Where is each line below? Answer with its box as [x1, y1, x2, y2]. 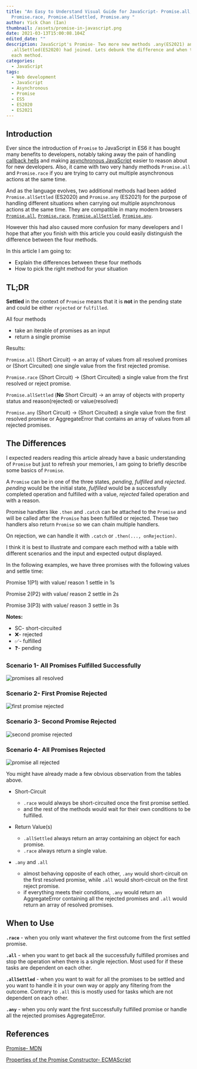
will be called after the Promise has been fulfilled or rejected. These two [6, 514, 179, 522]
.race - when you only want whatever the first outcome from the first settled [6, 934, 191, 941]
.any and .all [14, 859, 48, 865]
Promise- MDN [6, 1044, 42, 1051]
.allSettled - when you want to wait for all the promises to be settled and [6, 975, 185, 982]
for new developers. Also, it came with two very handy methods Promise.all [6, 163, 191, 171]
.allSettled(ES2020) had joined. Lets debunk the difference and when [11, 47, 188, 53]
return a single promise [14, 333, 71, 340]
